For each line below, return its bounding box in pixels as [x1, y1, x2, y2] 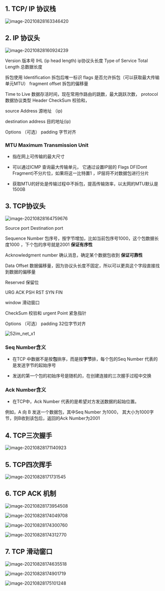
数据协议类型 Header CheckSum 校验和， [5, 97, 90, 103]
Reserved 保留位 [5, 279, 39, 285]
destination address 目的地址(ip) [5, 118, 71, 124]
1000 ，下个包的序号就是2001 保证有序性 [9, 241, 93, 247]
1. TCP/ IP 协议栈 [5, 4, 56, 13]
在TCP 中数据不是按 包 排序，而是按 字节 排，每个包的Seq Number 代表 [12, 356, 154, 362]
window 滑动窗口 [5, 299, 40, 305]
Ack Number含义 [5, 386, 46, 393]
